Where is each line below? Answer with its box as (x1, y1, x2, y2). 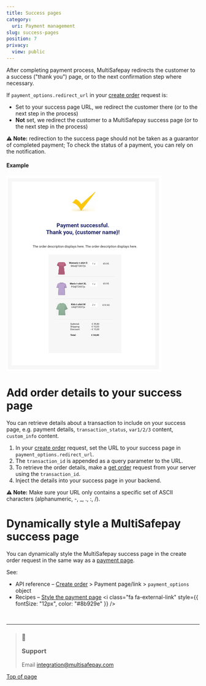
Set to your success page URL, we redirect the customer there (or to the (15, 103, 198, 111)
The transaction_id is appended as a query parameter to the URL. (15, 458, 184, 465)
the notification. (6, 147, 46, 155)
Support (21, 647, 47, 655)
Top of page (6, 672, 37, 680)
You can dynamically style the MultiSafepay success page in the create (6, 550, 187, 557)
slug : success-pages (6, 29, 59, 36)
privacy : (6, 42, 29, 49)
